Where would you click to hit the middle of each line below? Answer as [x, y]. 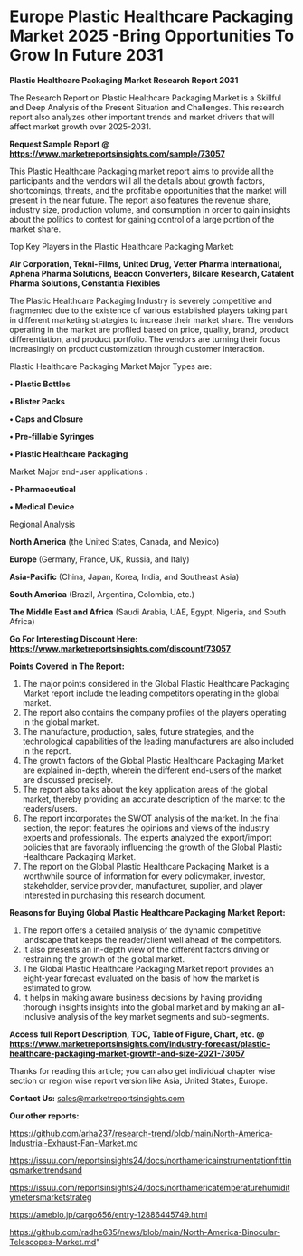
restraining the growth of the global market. [104, 959]
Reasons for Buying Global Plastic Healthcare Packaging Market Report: [147, 912]
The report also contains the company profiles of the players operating [154, 712]
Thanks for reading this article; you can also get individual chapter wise [142, 1070]
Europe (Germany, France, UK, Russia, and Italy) [99, 559]
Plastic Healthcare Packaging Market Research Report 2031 [124, 80]
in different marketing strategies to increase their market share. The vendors [151, 319]
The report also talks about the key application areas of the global [145, 789]
